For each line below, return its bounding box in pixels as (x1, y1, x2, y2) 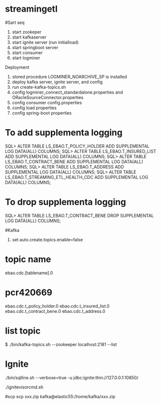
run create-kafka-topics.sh (12, 84, 66, 90)
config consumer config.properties (12, 99, 82, 105)
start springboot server (12, 44, 59, 50)
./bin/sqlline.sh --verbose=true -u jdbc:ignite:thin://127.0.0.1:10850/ (5, 374, 139, 381)
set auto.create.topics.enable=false (12, 236, 83, 242)
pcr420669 (5, 287, 52, 298)
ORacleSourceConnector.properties (12, 94, 84, 100)
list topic (5, 325, 41, 336)
